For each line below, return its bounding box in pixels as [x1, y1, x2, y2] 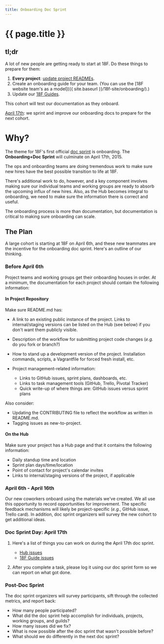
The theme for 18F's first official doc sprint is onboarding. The [5, 148, 130, 154]
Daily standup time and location [12, 457, 76, 463]
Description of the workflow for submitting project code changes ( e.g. [12, 336, 153, 342]
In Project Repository [5, 296, 49, 302]
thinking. [5, 251, 23, 257]
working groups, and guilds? [12, 618, 70, 623]
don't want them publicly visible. [12, 327, 78, 333]
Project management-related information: [12, 365, 96, 371]
